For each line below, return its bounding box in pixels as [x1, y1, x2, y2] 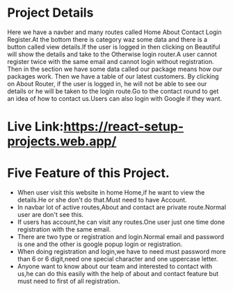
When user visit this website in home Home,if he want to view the [17, 188, 205, 197]
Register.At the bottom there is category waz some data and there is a [7, 35, 207, 43]
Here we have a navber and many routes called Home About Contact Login [7, 28, 223, 36]
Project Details [7, 5, 94, 21]
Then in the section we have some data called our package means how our [7, 65, 223, 73]
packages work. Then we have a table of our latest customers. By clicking [7, 72, 219, 81]
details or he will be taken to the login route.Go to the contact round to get [7, 87, 219, 95]
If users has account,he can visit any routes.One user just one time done [17, 218, 225, 227]
